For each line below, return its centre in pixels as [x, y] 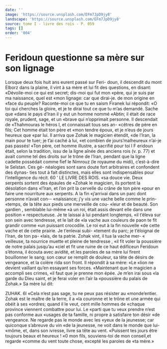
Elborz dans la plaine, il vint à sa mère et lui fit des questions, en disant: [78, 87]
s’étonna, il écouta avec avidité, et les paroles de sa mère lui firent [73, 252]
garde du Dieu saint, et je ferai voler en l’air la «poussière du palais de [76, 278]
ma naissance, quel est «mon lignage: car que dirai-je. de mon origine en [80, 98]
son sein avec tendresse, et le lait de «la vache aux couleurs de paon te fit [81, 220]
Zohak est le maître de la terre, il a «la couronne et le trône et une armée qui [83, 299]
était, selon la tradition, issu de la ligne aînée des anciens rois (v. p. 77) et [80, 151]
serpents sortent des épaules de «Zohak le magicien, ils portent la [73, 183]
